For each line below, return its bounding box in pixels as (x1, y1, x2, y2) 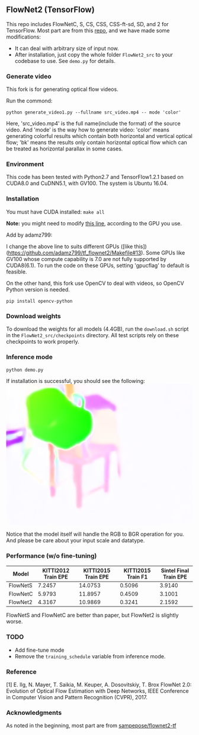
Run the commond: (6, 98, 53, 105)
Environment (6, 160, 44, 168)
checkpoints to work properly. (6, 338, 79, 345)
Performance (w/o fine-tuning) (6, 552, 97, 560)
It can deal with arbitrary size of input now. (14, 45, 120, 52)
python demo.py (6, 367, 44, 373)
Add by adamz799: (6, 231, 53, 238)
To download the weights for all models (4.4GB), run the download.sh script (6, 325, 189, 332)
